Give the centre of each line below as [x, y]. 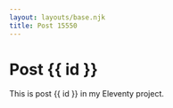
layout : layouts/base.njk [57, 17]
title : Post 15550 [43, 26]
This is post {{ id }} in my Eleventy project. [87, 94]
